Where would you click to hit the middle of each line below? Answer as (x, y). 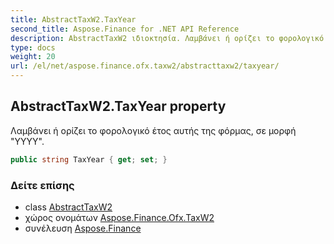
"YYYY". (27, 141)
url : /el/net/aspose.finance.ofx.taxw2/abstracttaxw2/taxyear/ (145, 66)
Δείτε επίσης (42, 185)
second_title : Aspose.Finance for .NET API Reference (125, 29)
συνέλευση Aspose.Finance (83, 228)
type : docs (33, 47)
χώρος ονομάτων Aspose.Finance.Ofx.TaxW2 (119, 217)
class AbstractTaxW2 (68, 207)
